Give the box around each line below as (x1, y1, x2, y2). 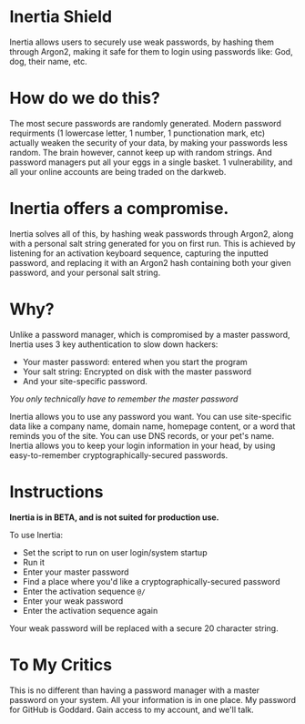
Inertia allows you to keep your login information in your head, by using (9, 440, 276, 451)
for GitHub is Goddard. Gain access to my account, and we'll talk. (9, 704, 255, 715)
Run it (22, 556, 46, 567)
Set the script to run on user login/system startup (22, 546, 208, 557)
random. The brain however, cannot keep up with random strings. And (9, 147, 273, 158)
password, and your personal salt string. (9, 267, 161, 278)
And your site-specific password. (22, 375, 148, 386)
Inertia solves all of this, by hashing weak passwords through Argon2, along (9, 228, 294, 239)
